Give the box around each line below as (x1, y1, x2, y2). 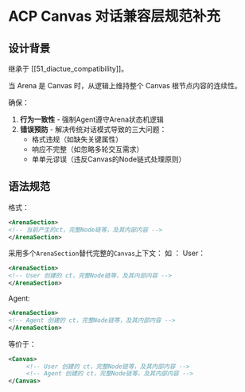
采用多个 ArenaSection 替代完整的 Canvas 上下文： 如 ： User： (8, 248, 205, 258)
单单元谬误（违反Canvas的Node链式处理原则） (31, 154, 186, 164)
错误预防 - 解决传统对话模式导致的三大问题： (19, 125, 167, 134)
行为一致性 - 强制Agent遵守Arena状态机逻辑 (19, 114, 165, 124)
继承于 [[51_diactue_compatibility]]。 (8, 64, 129, 73)
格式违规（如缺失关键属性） (31, 134, 123, 144)
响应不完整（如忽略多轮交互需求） (31, 145, 144, 153)
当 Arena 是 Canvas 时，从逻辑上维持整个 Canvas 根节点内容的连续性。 (8, 81, 243, 90)
